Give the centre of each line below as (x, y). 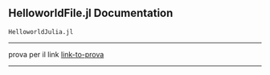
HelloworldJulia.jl (41, 31)
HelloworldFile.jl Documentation (91, 13)
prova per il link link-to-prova (56, 54)
